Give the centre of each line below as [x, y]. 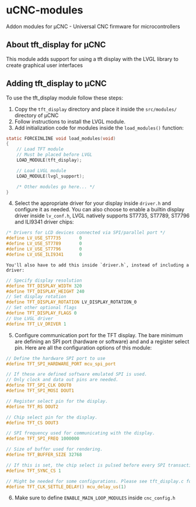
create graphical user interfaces [45, 65]
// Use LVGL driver [30, 318]
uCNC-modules [45, 10]
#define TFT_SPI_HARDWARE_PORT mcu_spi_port [61, 364]
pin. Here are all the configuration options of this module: [83, 347]
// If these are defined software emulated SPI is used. [77, 374]
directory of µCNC [36, 115]
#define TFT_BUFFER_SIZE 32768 [44, 455]
